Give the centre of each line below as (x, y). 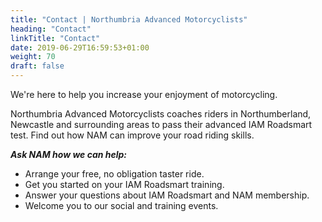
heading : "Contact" (51, 29)
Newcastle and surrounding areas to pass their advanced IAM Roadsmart (161, 124)
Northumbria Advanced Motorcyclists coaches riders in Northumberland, (161, 114)
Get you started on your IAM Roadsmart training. (124, 184)
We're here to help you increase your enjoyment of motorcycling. (144, 94)
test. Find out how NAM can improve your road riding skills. (132, 135)
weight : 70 (33, 57)
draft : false (37, 66)
